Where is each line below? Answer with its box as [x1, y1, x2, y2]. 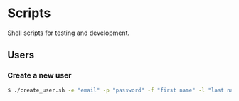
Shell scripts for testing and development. [7, 28, 130, 37]
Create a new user [7, 70, 72, 80]
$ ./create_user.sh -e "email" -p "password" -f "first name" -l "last [7, 87, 224, 94]
